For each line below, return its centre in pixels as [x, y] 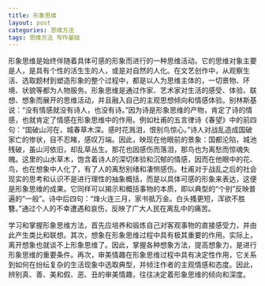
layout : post [30, 23]
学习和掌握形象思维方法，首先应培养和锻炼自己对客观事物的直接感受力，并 [129, 225]
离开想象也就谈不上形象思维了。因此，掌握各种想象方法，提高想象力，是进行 [132, 245]
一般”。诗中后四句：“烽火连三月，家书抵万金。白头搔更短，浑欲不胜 [135, 199]
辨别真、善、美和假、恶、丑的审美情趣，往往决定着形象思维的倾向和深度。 [129, 275]
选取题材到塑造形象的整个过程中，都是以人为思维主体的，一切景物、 [132, 80]
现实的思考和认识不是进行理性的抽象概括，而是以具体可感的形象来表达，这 [129, 179]
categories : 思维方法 [41, 30]
